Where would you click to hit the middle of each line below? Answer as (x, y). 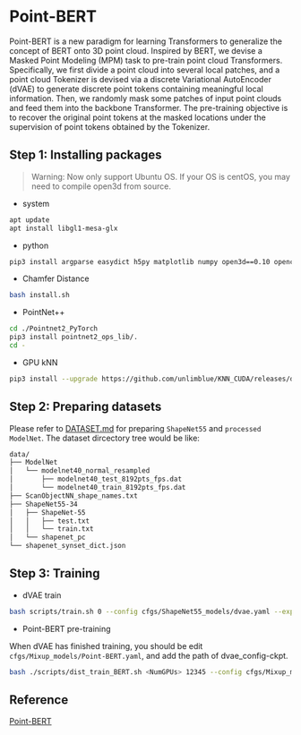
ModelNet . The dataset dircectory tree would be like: (104, 438)
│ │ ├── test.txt (50, 521)
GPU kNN (40, 362)
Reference (39, 700)
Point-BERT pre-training (66, 628)
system (36, 203)
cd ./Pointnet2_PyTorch (54, 329)
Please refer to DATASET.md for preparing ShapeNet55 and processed (135, 428)
